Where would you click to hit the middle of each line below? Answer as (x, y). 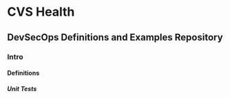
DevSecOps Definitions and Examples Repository (115, 37)
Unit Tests (22, 88)
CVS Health (41, 12)
